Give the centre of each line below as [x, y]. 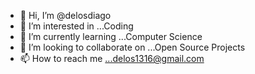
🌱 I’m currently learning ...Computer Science [111, 36]
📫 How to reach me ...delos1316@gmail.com [112, 58]
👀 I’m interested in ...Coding [76, 26]
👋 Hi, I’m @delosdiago [65, 15]
